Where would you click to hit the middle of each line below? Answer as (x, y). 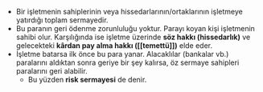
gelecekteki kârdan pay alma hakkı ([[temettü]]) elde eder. (114, 46)
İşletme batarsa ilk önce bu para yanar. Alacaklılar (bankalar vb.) (122, 54)
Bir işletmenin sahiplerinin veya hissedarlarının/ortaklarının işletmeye (129, 12)
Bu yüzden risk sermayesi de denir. (87, 80)
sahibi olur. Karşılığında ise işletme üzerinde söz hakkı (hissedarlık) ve (133, 37)
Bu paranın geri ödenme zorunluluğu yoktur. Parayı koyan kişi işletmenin (136, 28)
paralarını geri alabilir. (51, 71)
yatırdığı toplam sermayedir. (62, 20)
